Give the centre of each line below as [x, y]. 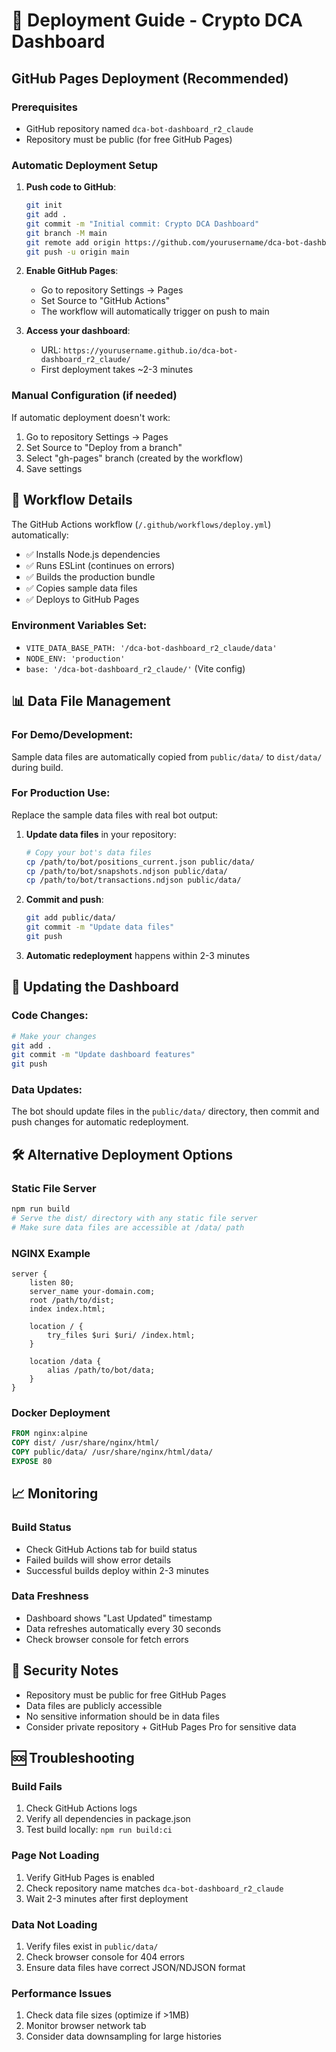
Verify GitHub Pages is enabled [90, 1877]
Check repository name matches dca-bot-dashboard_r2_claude [154, 1888]
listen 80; [52, 1283]
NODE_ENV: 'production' [75, 659]
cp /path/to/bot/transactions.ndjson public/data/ [133, 880]
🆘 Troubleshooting [73, 1758]
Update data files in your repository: [101, 834]
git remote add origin [73, 242]
